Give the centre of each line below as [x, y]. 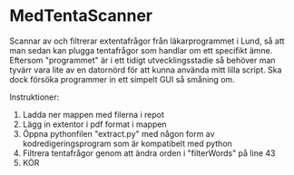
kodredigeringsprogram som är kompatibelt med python [127, 143]
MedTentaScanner [81, 16]
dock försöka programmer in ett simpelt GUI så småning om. [122, 79]
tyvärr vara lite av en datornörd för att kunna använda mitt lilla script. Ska [146, 70]
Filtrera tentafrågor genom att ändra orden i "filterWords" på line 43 [149, 153]
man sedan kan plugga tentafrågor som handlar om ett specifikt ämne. [141, 50]
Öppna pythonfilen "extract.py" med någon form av [118, 133]
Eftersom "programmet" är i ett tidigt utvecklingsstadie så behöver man [142, 60]
